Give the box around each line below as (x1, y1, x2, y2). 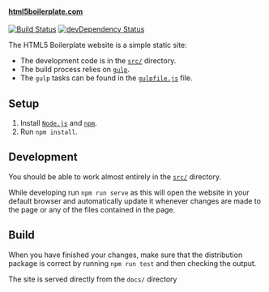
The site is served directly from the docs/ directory (8, 274, 177, 284)
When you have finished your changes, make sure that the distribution (8, 250, 243, 260)
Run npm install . (19, 127, 79, 137)
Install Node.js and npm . (19, 118, 97, 128)
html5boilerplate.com (8, 6, 83, 16)
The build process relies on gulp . (19, 65, 130, 75)
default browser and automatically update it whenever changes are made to (8, 195, 262, 206)
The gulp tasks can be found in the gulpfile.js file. (19, 73, 193, 83)
